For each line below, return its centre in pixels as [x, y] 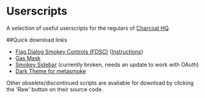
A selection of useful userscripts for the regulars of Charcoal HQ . [88, 28]
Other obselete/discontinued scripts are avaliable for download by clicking [100, 83]
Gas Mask [28, 58]
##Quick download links [37, 40]
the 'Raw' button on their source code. [55, 89]
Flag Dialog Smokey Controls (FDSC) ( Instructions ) [79, 51]
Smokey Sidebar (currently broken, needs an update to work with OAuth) [107, 65]
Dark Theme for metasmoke [50, 71]
